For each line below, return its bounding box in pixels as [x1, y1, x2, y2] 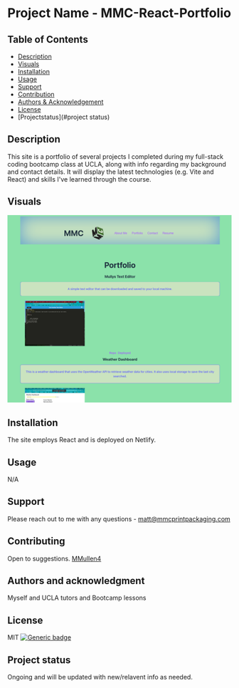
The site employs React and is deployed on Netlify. [7, 436, 156, 444]
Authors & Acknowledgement [17, 98, 104, 106]
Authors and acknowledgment [7, 575, 145, 587]
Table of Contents [7, 33, 89, 46]
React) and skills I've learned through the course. [7, 174, 152, 183]
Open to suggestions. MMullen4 [7, 554, 102, 563]
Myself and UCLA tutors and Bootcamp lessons [7, 593, 147, 603]
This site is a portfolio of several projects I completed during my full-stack [7, 152, 224, 161]
